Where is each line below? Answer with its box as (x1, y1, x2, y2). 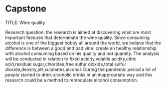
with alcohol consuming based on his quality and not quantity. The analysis (5, 50, 160, 56)
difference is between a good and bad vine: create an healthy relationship (5, 45, 157, 51)
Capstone (5, 3, 46, 14)
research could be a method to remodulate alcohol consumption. (5, 77, 138, 83)
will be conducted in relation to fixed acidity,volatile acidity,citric (5, 55, 137, 61)
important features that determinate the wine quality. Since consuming (5, 34, 150, 40)
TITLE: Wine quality (5, 19, 45, 25)
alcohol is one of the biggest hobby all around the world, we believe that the (5, 39, 161, 45)
